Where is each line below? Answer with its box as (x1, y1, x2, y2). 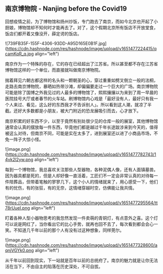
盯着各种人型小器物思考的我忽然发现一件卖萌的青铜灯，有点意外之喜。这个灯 (5, 215, 158, 221)
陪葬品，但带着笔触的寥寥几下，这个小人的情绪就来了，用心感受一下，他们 (9, 178, 158, 184)
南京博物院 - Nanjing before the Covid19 (5, 4, 127, 13)
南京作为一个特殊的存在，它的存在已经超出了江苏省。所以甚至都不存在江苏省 (5, 60, 158, 67)
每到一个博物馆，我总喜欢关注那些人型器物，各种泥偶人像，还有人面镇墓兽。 (5, 166, 158, 172)
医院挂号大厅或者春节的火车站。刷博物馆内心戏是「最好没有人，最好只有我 (5, 96, 154, 101)
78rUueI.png (5, 205, 30, 211)
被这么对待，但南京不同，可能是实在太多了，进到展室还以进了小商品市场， (5, 130, 154, 136)
